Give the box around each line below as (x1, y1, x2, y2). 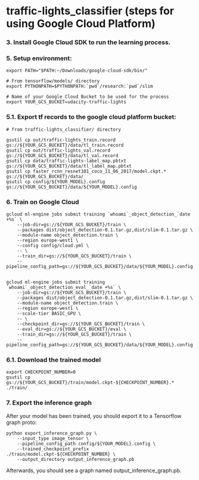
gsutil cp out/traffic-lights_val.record (6, 147, 111, 153)
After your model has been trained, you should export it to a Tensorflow (6, 412, 182, 419)
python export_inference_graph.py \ (6, 430, 97, 436)
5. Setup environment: (6, 54, 73, 63)
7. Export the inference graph (6, 399, 92, 407)
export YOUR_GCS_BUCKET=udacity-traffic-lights (6, 99, 127, 105)
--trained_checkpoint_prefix (17, 446, 89, 452)
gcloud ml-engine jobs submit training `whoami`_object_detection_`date (6, 211, 191, 217)
